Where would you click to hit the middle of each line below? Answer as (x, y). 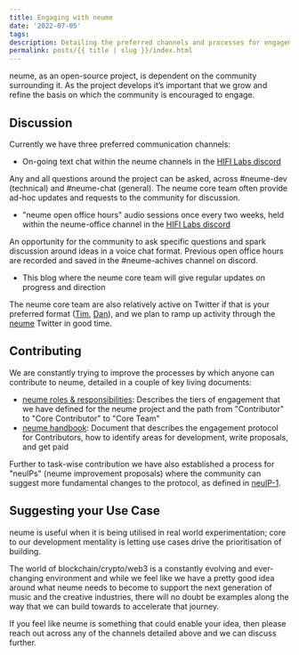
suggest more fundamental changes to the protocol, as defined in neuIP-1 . (145, 482)
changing (27, 578)
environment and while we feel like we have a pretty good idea (160, 578)
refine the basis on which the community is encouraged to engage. (132, 95)
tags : (19, 34)
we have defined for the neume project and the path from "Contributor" (153, 408)
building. (25, 551)
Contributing (45, 351)
